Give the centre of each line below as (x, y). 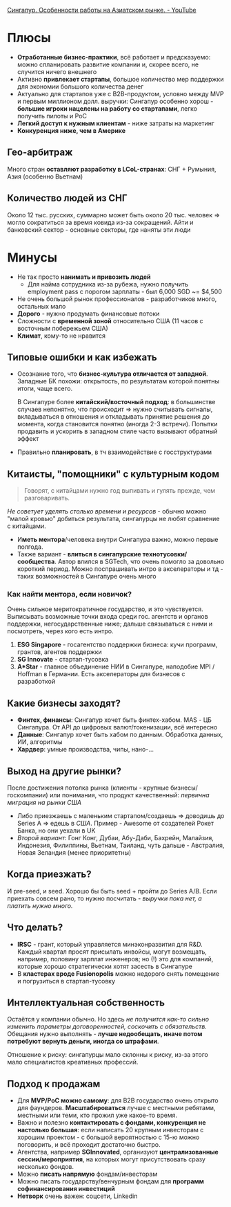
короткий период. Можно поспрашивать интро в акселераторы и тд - (120, 569)
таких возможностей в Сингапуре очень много (87, 577)
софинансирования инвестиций (66, 1189)
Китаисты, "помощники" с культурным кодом (113, 474)
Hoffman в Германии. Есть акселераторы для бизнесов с (101, 674)
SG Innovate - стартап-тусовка (63, 660)
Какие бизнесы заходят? (64, 703)
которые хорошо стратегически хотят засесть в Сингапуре (105, 966)
